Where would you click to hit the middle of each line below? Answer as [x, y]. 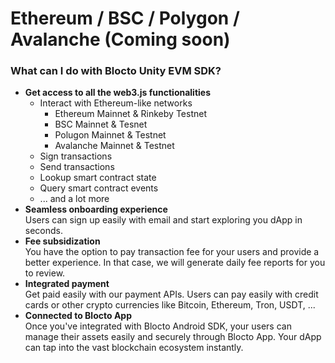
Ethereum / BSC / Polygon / [125, 18]
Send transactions [77, 167]
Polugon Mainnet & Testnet [110, 135]
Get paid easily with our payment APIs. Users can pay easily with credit [171, 294]
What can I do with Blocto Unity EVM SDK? [116, 71]
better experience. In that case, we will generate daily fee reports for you [175, 263]
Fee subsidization [62, 241]
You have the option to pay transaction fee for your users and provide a [172, 252]
